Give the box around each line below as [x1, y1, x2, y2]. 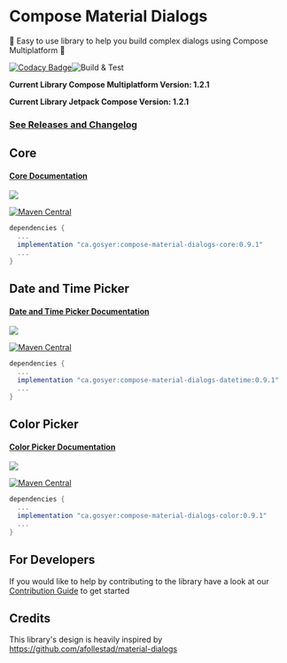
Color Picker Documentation [9, 441, 116, 452]
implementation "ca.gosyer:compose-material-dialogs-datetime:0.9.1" [17, 376, 279, 385]
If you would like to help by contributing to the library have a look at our [9, 575, 270, 586]
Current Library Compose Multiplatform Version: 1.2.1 [9, 79, 210, 89]
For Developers [9, 552, 96, 567]
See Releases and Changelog [9, 118, 137, 130]
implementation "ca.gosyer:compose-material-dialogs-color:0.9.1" [17, 512, 268, 520]
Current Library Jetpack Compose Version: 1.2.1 [9, 96, 190, 107]
